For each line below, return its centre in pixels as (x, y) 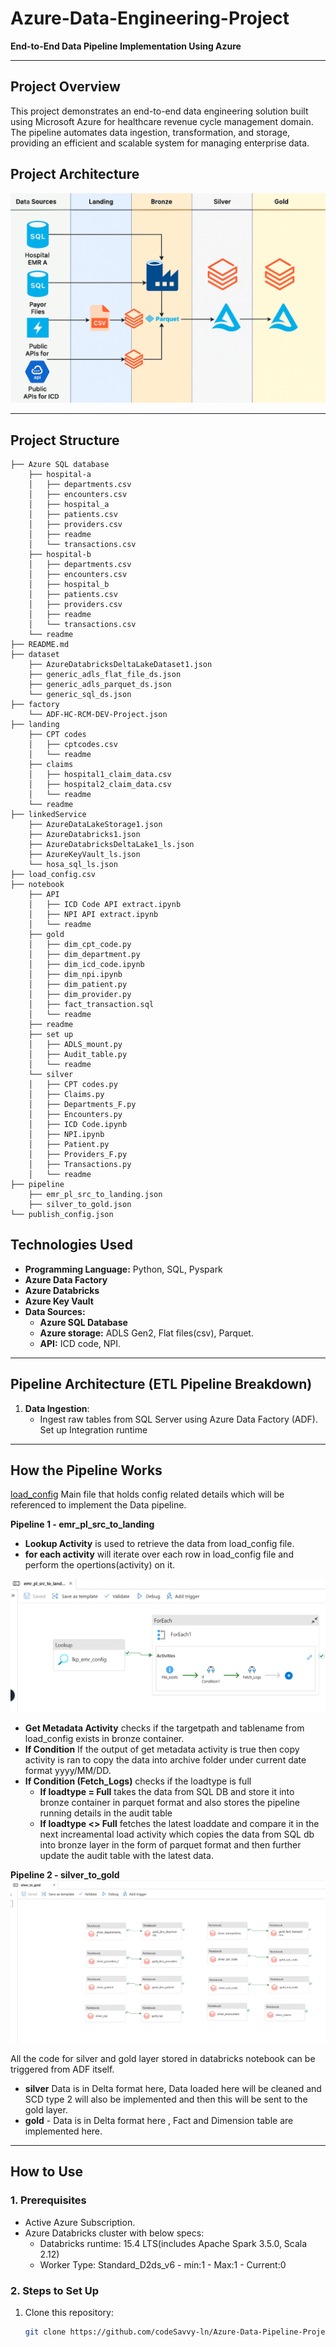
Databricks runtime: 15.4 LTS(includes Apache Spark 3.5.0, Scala (173, 2243)
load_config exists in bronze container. (104, 1738)
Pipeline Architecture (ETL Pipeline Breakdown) (161, 1384)
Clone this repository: (69, 2312)
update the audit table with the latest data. (126, 1855)
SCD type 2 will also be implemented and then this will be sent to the (166, 2099)
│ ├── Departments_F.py (82, 1105)
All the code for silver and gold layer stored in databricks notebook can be (163, 2058)
